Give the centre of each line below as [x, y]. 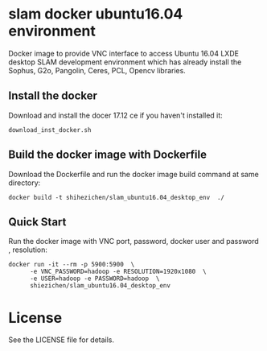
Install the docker [53, 96]
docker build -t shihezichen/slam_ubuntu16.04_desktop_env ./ [117, 197]
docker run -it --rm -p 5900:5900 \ [72, 265]
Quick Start [37, 222]
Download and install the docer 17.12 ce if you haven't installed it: [115, 115]
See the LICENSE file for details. [62, 340]
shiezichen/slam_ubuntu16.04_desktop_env [100, 286]
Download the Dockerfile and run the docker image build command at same [133, 174]
